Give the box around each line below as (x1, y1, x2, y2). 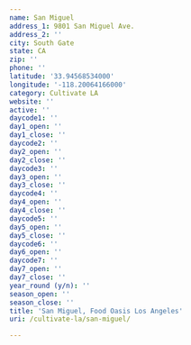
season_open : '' (9, 289, 70, 298)
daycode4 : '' (9, 189, 59, 198)
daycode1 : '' (9, 113, 59, 123)
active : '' (9, 105, 50, 114)
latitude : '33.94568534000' (9, 72, 115, 81)
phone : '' (9, 64, 47, 73)
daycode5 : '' (9, 213, 59, 223)
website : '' (9, 96, 54, 106)
